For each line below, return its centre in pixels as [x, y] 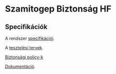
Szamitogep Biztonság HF [58, 9]
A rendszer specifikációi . [30, 38]
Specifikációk [26, 27]
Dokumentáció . [20, 67]
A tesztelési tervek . [24, 48]
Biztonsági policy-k [24, 57]
